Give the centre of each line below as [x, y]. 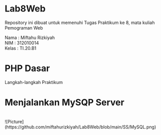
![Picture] [14, 121]
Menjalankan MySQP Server [65, 102]
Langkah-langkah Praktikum [34, 82]
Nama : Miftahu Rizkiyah [30, 37]
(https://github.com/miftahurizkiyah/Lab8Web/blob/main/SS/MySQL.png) [80, 127]
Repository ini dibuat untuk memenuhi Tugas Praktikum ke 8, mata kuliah [80, 22]
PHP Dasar [27, 68]
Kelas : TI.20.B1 [21, 48]
